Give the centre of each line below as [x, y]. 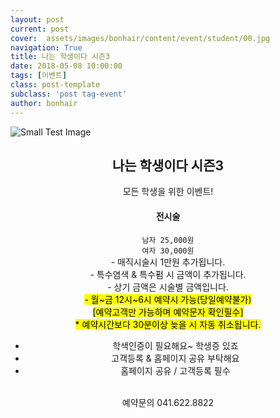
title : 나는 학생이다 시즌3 [60, 57]
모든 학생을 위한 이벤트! [168, 192]
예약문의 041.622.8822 [168, 402]
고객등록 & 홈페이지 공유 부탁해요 [175, 358]
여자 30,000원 [168, 251]
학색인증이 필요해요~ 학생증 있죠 [175, 345]
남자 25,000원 [168, 240]
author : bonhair [44, 103]
